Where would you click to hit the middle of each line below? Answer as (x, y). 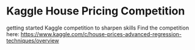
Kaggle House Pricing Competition (96, 11)
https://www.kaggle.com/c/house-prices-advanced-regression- (101, 34)
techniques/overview (33, 40)
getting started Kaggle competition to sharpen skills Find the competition (98, 28)
